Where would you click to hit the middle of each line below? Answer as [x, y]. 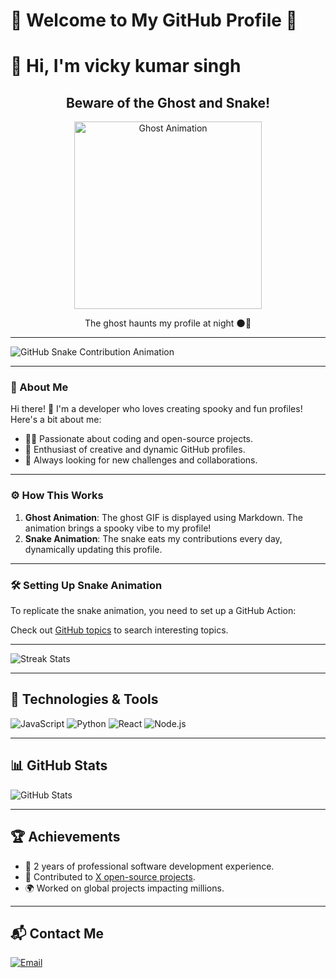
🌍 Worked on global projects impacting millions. [124, 888]
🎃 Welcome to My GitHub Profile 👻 [154, 20]
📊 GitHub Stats [59, 765]
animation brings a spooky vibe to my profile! [118, 528]
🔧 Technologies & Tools [84, 699]
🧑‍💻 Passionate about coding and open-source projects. [139, 439]
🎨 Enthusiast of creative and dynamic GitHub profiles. [135, 450]
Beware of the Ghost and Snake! [168, 102]
